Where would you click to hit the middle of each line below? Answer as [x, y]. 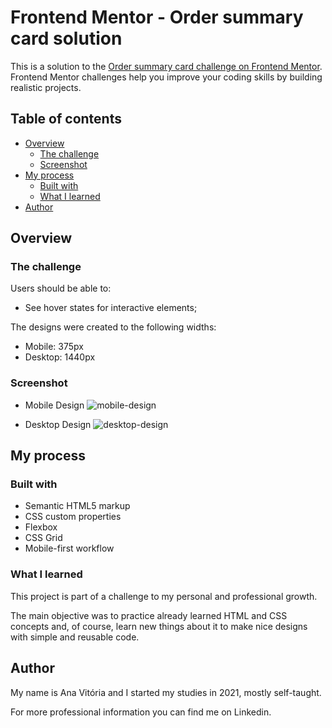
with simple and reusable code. [75, 637]
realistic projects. [46, 87]
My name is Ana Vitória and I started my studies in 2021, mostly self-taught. [166, 692]
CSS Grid [43, 538]
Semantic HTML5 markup [77, 506]
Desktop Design [58, 424]
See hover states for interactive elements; [111, 308]
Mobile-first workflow [69, 548]
